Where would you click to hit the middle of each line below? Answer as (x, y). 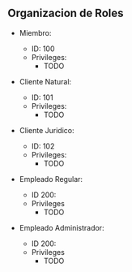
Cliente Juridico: (47, 130)
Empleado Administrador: (62, 227)
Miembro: (35, 32)
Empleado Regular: (51, 179)
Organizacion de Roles (66, 13)
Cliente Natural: (45, 81)
